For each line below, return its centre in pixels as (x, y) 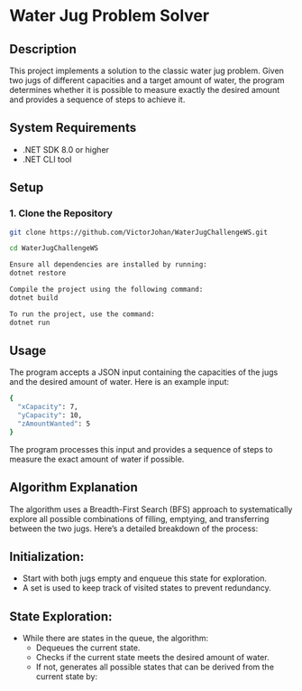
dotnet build (34, 298)
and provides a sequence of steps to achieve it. (97, 99)
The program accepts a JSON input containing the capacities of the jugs (144, 372)
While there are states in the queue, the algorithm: (115, 639)
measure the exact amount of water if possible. (97, 459)
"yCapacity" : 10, (50, 416)
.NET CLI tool (47, 159)
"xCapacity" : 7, (48, 407)
